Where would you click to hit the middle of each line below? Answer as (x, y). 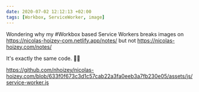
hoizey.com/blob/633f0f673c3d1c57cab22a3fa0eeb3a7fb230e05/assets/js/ (99, 76)
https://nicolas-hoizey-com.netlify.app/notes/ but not (71, 40)
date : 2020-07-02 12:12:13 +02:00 (49, 12)
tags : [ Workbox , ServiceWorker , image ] (56, 17)
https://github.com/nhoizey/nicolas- (50, 69)
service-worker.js (28, 82)
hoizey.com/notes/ (29, 47)
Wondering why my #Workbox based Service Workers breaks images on (95, 34)
